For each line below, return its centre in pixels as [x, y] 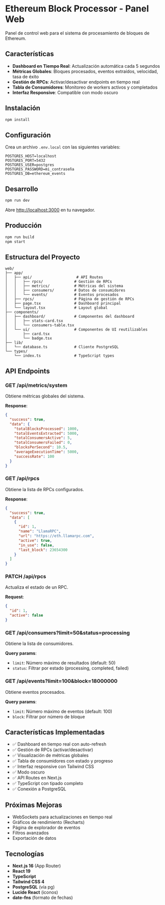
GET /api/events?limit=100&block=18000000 [61, 681]
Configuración [28, 135]
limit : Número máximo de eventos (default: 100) [62, 711]
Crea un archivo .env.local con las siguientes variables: [63, 147]
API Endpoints [28, 371]
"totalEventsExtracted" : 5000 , [46, 433]
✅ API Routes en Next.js [37, 778]
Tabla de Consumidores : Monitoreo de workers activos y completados [85, 87]
